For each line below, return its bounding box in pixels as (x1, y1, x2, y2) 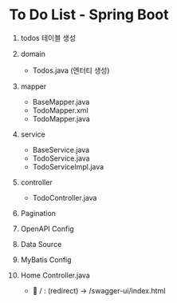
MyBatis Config (20, 254, 72, 265)
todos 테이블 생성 (20, 33, 77, 42)
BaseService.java (32, 145, 90, 154)
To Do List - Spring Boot (9, 6, 170, 24)
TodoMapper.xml (32, 106, 88, 115)
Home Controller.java (20, 270, 90, 280)
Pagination (20, 208, 57, 217)
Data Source (20, 239, 62, 249)
